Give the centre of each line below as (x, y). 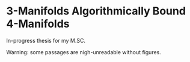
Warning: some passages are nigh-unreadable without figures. (84, 52)
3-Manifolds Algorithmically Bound (96, 11)
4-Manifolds (38, 24)
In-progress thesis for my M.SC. (46, 40)
